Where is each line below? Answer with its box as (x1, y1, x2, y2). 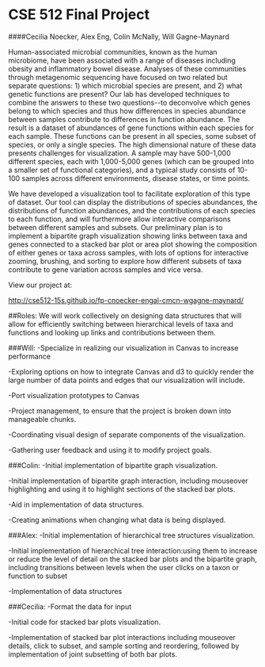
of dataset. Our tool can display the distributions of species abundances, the (8, 197, 258, 207)
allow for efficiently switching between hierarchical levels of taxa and (8, 319, 233, 328)
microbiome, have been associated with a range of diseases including (8, 56, 236, 65)
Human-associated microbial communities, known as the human (8, 47, 218, 56)
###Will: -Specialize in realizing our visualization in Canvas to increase (8, 343, 239, 352)
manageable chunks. (8, 414, 77, 424)
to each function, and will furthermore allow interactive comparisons (8, 214, 231, 224)
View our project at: (8, 280, 73, 289)
